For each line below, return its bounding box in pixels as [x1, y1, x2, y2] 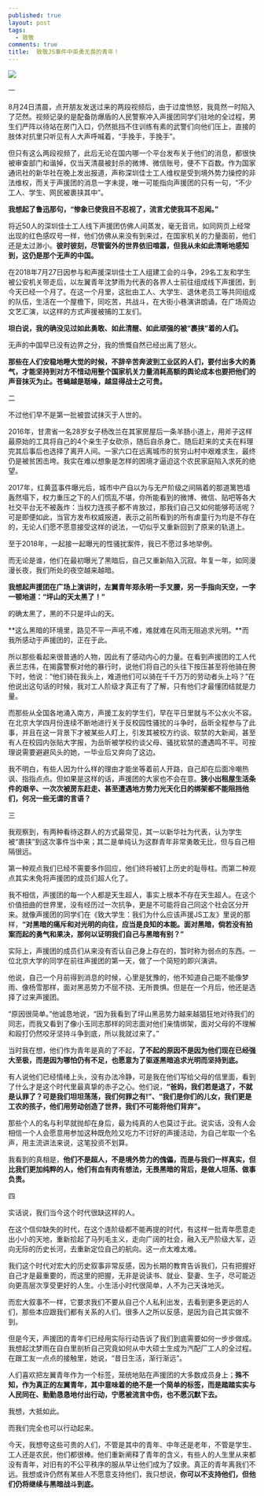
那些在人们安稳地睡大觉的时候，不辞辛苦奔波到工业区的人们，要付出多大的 [8, 357, 249, 366]
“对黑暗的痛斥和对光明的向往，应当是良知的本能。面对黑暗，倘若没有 [22, 920, 246, 929]
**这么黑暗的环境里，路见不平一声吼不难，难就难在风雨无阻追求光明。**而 [8, 626, 250, 634]
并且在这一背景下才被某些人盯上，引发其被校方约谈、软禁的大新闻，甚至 [21, 728, 256, 737]
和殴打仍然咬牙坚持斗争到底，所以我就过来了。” [8, 1029, 159, 1038]
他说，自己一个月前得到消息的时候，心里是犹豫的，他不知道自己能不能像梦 [8, 973, 249, 982]
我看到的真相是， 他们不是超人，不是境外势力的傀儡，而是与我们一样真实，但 [8, 1154, 256, 1164]
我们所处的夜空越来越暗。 [35, 566, 119, 574]
